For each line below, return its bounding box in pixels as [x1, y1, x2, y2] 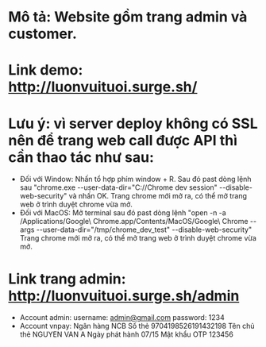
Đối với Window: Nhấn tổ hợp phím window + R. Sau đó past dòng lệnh [19, 175, 252, 184]
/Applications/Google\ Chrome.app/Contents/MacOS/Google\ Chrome [19, 217, 249, 226]
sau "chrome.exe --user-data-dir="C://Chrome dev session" [19, 183, 218, 192]
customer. [8, 25, 77, 43]
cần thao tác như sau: [8, 148, 155, 166]
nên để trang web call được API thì [8, 131, 238, 149]
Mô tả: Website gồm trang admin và [8, 8, 248, 26]
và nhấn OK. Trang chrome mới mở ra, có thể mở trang [68, 191, 248, 201]
